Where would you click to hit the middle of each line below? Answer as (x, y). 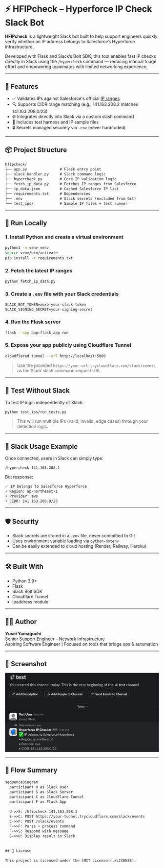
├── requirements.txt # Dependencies (48, 193)
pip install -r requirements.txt (39, 258)
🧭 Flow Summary (31, 770)
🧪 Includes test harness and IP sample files (55, 122)
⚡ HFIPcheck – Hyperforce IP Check (79, 9)
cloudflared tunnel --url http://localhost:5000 (55, 356)
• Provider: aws (21, 496)
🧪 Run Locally (26, 223)
